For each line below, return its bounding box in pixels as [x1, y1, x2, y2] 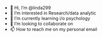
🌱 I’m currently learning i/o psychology [10, 15, 90, 21]
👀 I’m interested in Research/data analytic [10, 10, 96, 16]
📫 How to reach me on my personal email [10, 26, 97, 32]
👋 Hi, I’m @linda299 [10, 5, 51, 10]
